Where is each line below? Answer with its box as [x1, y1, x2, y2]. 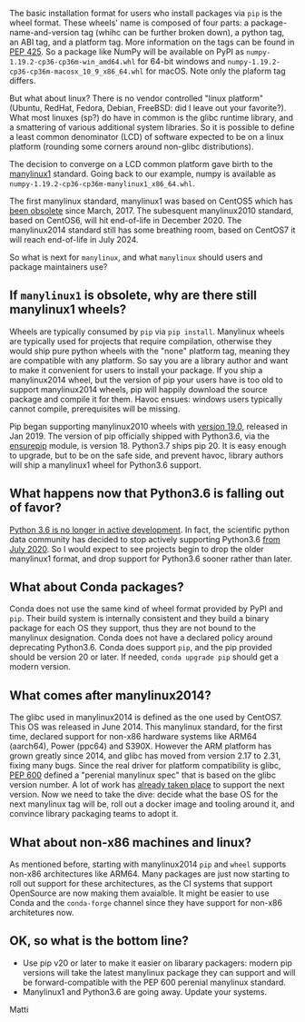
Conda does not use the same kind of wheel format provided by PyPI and [9, 603, 283, 614]
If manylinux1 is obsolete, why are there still [9, 288, 257, 303]
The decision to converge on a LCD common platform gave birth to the [9, 159, 274, 169]
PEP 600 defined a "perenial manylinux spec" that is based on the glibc [9, 769, 277, 780]
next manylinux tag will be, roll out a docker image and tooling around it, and [9, 799, 295, 809]
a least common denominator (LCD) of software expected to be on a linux [9, 132, 284, 142]
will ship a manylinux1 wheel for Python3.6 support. [9, 459, 202, 471]
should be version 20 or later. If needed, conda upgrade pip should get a [9, 651, 280, 662]
